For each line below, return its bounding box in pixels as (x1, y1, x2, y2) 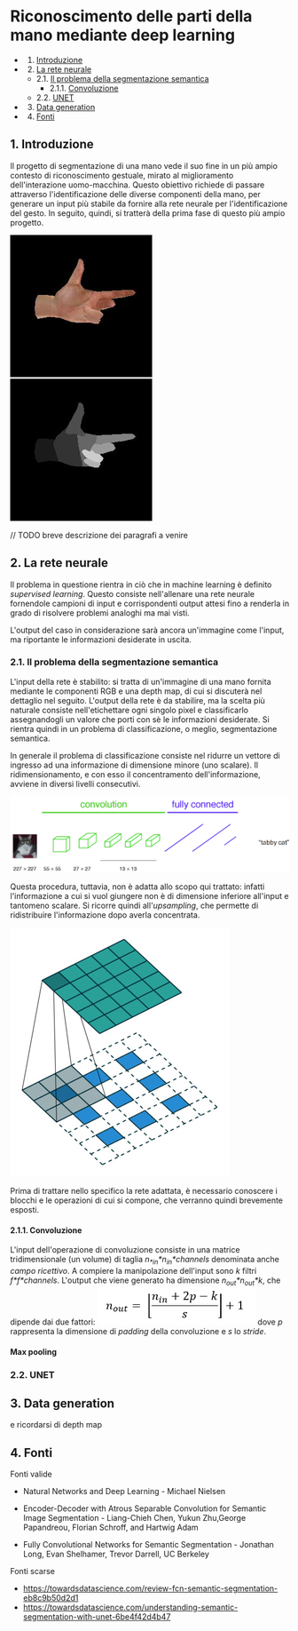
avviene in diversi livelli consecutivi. (10, 778, 141, 789)
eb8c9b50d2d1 (22, 1593, 79, 1603)
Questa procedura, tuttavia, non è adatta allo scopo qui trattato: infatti (10, 881, 265, 892)
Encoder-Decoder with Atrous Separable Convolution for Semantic (22, 1503, 267, 1514)
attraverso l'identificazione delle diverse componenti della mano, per (10, 188, 261, 199)
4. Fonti (10, 1445, 52, 1460)
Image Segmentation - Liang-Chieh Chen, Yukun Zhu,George (22, 1513, 247, 1524)
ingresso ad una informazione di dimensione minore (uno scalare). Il (10, 760, 259, 770)
